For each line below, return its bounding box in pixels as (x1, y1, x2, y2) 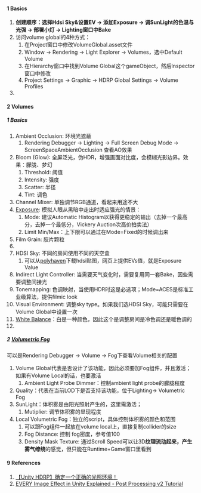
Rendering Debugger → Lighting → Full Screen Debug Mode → (24, 139, 179, 146)
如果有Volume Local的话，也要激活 (15, 372, 101, 379)
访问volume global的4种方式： (15, 33, 91, 41)
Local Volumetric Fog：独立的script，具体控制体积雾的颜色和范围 (15, 415, 176, 423)
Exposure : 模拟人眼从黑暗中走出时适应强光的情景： (15, 206, 141, 213)
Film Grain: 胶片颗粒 (15, 236, 65, 243)
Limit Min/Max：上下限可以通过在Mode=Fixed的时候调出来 (24, 228, 169, 235)
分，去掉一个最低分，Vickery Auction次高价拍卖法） (24, 221, 153, 228)
